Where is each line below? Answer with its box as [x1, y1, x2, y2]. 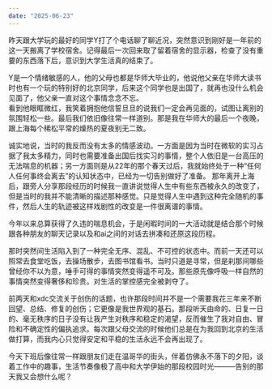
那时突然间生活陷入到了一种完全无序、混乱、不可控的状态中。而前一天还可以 [8, 246, 264, 255]
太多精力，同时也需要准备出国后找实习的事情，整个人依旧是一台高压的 [29, 151, 264, 160]
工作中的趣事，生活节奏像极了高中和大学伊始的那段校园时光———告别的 [15, 361, 257, 371]
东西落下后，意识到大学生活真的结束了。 [22, 55, 158, 65]
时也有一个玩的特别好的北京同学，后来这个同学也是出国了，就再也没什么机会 [8, 83, 264, 92]
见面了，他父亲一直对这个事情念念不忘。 [8, 92, 143, 102]
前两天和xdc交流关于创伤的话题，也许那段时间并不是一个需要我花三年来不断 [8, 293, 261, 303]
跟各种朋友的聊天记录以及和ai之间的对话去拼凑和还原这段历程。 [8, 229, 220, 238]
